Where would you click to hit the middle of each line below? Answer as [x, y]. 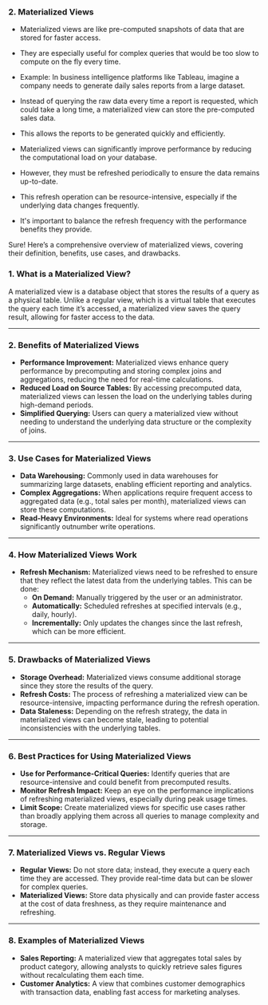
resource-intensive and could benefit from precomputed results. [125, 782]
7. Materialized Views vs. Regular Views [87, 853]
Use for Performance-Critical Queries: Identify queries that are [125, 774]
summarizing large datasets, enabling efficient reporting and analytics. [136, 485]
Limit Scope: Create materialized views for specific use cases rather [132, 808]
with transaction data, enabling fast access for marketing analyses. [130, 991]
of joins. [33, 430]
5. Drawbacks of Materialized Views [79, 659]
